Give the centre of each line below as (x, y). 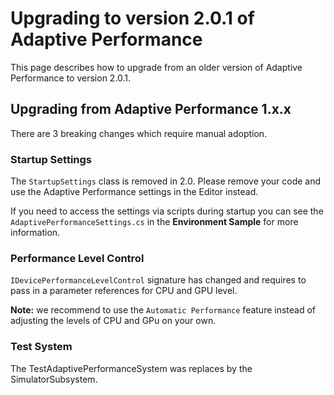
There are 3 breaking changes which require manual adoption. (139, 133)
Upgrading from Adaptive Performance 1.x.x (151, 109)
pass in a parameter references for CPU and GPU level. (124, 291)
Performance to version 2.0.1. (71, 78)
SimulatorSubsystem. (54, 379)
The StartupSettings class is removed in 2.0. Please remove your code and (166, 181)
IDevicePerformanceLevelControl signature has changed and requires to (158, 280)
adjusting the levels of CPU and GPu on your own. (113, 321)
